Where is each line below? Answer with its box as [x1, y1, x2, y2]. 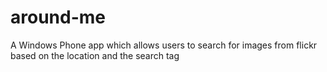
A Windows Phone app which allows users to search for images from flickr [10, 39, 318, 51]
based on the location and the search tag [10, 49, 180, 61]
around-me [10, 6, 106, 29]
